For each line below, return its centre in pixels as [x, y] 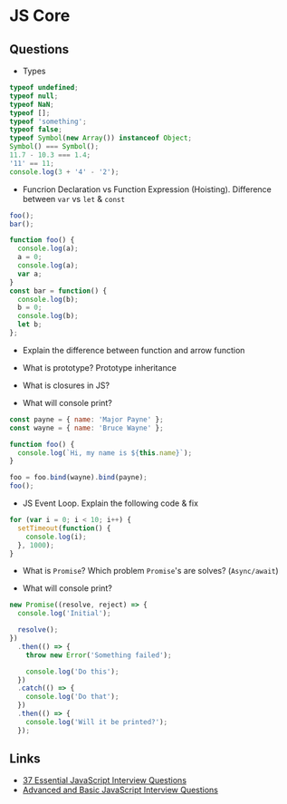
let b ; [30, 325]
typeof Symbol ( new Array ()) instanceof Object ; [101, 138]
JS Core [40, 16]
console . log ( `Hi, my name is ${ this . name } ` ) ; [105, 453]
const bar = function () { [58, 291]
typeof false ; [36, 130]
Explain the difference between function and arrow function [134, 350]
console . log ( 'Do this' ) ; [72, 672]
